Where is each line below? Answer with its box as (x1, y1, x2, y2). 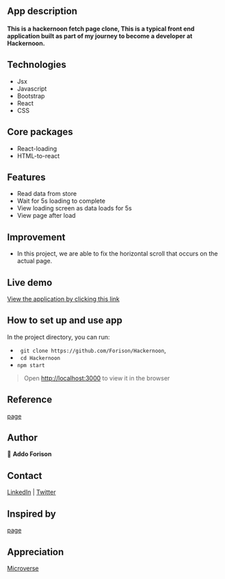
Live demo (7, 277, 53, 288)
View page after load (16, 212, 77, 220)
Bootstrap (16, 92, 45, 100)
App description (7, 5, 77, 17)
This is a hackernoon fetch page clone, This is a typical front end (7, 24, 195, 33)
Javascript (16, 84, 47, 93)
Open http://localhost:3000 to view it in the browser (23, 373, 170, 382)
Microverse (7, 564, 39, 572)
